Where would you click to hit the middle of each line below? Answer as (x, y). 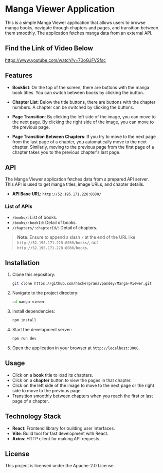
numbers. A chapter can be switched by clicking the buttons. (73, 107)
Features (19, 76)
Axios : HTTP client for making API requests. (56, 438)
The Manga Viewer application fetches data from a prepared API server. (77, 179)
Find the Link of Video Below (49, 48)
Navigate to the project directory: (45, 293)
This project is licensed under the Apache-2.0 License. (60, 466)
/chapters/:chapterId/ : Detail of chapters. (55, 227)
